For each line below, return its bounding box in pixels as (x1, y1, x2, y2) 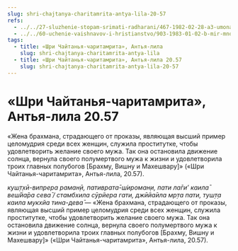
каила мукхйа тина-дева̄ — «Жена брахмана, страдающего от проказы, (7, 198, 227, 206)
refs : (7, 17, 23, 24)
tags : (7, 37, 23, 44)
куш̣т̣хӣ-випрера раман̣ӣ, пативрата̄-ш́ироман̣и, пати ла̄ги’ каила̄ (7, 183, 209, 192)
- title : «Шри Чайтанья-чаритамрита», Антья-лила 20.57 (13, 57, 182, 64)
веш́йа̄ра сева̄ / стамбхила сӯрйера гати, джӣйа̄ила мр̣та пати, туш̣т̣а (7, 190, 222, 199)
